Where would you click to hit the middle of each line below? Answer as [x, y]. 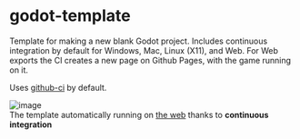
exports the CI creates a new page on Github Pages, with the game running [150, 60]
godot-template [70, 16]
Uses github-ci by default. [58, 87]
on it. [19, 70]
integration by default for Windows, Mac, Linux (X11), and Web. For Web [144, 50]
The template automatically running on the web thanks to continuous [139, 114]
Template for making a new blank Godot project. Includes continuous [139, 41]
